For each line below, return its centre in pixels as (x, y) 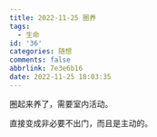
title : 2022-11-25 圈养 (53, 18)
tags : (20, 26)
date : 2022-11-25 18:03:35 (60, 77)
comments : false (40, 60)
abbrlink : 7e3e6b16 (46, 69)
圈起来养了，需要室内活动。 (61, 103)
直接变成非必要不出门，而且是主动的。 (81, 122)
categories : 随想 (41, 52)
